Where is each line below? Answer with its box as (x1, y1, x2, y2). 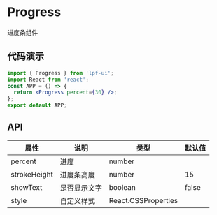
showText (10, 182, 43, 192)
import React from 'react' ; (7, 76, 90, 83)
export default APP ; (7, 102, 68, 109)
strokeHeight (10, 169, 54, 179)
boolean (108, 182, 136, 192)
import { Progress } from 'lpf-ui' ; (7, 69, 114, 77)
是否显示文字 (59, 183, 103, 193)
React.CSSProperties (108, 195, 178, 205)
